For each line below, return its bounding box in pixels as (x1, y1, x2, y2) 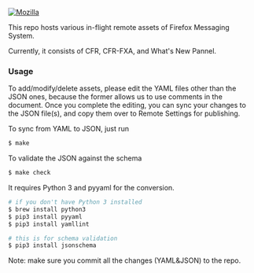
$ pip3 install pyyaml (8, 212, 83, 220)
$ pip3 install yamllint (8, 220, 90, 228)
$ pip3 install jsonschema (8, 242, 97, 249)
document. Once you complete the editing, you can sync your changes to (8, 101, 246, 110)
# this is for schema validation (8, 234, 118, 242)
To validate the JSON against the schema (8, 153, 142, 163)
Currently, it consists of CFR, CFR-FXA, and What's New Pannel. (8, 46, 217, 55)
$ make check (8, 169, 51, 177)
